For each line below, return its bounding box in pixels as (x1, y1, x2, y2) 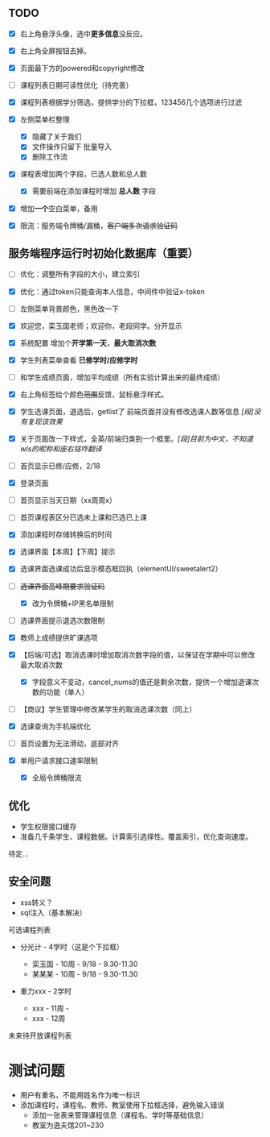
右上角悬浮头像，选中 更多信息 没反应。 (19, 28, 147, 39)
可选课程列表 (8, 924, 51, 934)
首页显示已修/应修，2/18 (19, 461, 100, 471)
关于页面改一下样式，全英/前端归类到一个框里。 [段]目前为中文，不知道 (19, 434, 254, 443)
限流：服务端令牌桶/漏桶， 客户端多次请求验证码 (19, 221, 178, 230)
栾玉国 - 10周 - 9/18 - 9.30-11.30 (31, 959, 138, 969)
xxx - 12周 (31, 1013, 66, 1023)
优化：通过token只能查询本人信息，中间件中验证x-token (19, 286, 205, 297)
